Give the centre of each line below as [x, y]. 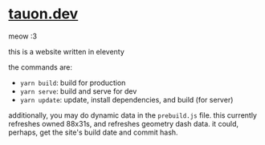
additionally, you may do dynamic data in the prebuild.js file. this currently [132, 115]
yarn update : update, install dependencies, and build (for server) [126, 99]
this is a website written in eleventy [66, 51]
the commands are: [41, 67]
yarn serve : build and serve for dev [78, 91]
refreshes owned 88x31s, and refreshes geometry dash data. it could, [124, 123]
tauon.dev [43, 14]
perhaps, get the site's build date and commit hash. [93, 132]
